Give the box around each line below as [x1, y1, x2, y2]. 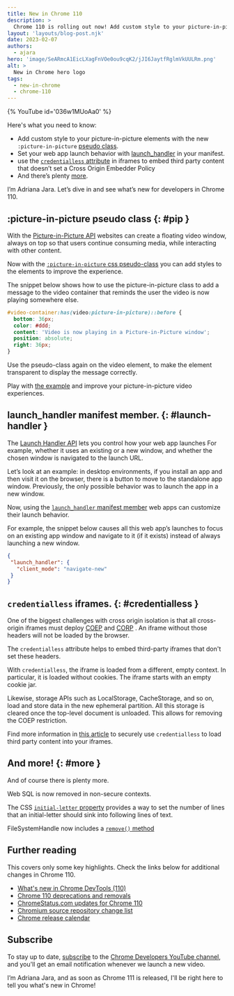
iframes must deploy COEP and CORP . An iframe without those [25, 623, 208, 633]
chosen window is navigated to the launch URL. [7, 454, 144, 462]
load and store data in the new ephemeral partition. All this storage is [7, 702, 205, 710]
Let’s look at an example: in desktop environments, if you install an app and [7, 467, 223, 475]
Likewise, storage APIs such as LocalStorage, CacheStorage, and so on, [7, 694, 214, 702]
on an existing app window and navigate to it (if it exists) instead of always [7, 531, 221, 540]
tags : [7, 75, 23, 82]
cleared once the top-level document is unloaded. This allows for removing [7, 709, 223, 717]
